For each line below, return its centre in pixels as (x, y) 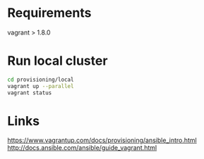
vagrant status (30, 93)
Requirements (49, 13)
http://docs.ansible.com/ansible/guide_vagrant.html (82, 148)
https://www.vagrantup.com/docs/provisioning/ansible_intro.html (102, 140)
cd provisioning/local (41, 79)
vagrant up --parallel (41, 86)
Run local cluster (58, 61)
